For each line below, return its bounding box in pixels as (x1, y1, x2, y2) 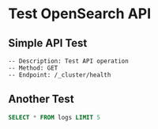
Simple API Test (8, 36, 88, 50)
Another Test (8, 93, 74, 106)
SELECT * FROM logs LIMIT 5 (8, 113, 101, 121)
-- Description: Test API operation (8, 57, 129, 65)
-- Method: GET (8, 64, 58, 72)
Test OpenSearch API (8, 5, 152, 23)
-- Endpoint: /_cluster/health (8, 71, 111, 79)
